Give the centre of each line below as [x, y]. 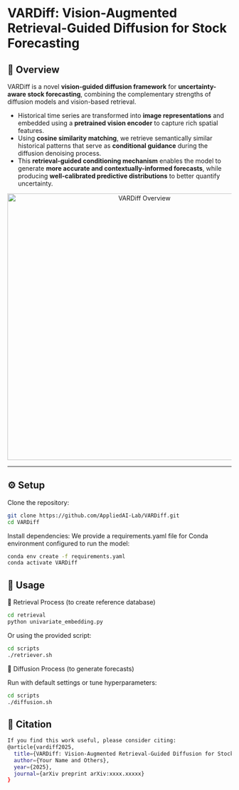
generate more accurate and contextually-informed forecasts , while [119, 168]
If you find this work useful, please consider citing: [92, 741]
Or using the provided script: [49, 635]
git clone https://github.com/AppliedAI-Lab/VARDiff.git [94, 516]
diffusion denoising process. [59, 153]
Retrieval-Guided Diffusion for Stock [117, 28]
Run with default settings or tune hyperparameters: [82, 682]
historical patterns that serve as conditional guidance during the [113, 146]
